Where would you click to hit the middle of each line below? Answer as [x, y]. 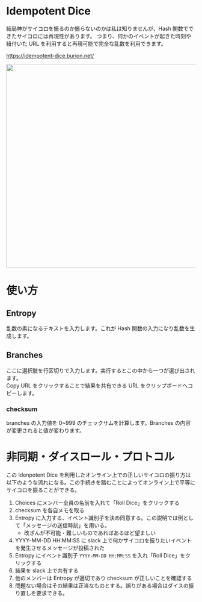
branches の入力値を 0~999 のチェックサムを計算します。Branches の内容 [99, 423]
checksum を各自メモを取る [50, 510]
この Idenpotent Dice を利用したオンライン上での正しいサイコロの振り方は [99, 475]
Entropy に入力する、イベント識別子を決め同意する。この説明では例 [99, 518]
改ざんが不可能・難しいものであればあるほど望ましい [90, 533]
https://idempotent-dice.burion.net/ [50, 55]
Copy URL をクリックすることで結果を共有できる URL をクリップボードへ [97, 385]
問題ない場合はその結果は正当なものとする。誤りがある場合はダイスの [102, 585]
